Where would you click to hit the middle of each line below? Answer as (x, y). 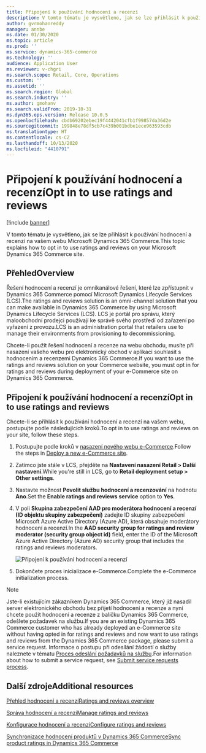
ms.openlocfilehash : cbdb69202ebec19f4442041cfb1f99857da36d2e (89, 120)
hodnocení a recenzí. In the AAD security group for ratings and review (105, 528)
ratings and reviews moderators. (56, 547)
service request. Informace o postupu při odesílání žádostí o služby (91, 647)
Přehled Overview (40, 273)
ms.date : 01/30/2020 (33, 35)
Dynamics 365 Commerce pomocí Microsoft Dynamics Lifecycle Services (99, 295)
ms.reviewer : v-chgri (34, 69)
